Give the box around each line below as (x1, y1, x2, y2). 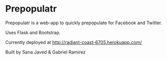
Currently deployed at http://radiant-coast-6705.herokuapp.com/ (5, 39, 142, 45)
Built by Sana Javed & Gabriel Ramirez (5, 49, 86, 55)
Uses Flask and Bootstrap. (5, 29, 61, 35)
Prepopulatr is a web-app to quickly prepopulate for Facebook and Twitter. (5, 20, 162, 26)
